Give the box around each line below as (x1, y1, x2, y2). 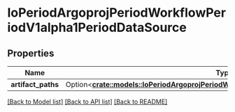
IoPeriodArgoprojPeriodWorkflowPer (7, 5, 226, 21)
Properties (7, 47, 55, 59)
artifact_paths (10, 80, 59, 89)
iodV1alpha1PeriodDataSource (7, 19, 187, 35)
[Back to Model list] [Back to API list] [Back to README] (7, 97, 168, 106)
